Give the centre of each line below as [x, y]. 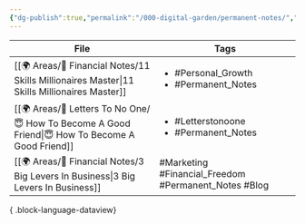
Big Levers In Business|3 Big [75, 176]
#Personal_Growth [214, 73]
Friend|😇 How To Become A [74, 134]
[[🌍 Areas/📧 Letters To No [70, 108]
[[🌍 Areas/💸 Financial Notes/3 [79, 161]
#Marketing [183, 162]
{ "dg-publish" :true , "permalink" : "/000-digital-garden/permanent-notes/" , [152, 18]
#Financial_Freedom [202, 174]
